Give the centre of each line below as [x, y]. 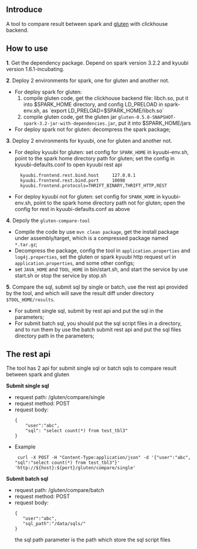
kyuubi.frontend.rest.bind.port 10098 [73, 180]
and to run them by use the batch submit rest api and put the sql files [98, 329]
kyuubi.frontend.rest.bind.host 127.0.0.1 [78, 175]
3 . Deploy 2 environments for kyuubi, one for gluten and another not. [89, 140]
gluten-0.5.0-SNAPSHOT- [147, 117]
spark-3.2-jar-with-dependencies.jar [69, 123]
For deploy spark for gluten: [48, 92]
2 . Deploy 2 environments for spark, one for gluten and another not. [88, 80]
